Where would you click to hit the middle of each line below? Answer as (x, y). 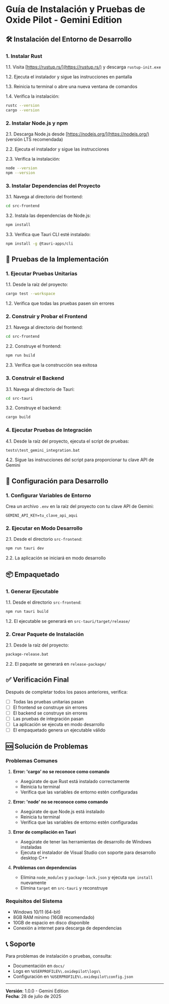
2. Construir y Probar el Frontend (46, 317)
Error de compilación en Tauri (44, 832)
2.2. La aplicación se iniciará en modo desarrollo (56, 558)
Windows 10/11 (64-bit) (37, 912)
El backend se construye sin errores (50, 713)
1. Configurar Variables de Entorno (49, 495)
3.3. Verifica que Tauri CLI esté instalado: (48, 234)
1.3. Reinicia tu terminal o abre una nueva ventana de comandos (71, 86)
